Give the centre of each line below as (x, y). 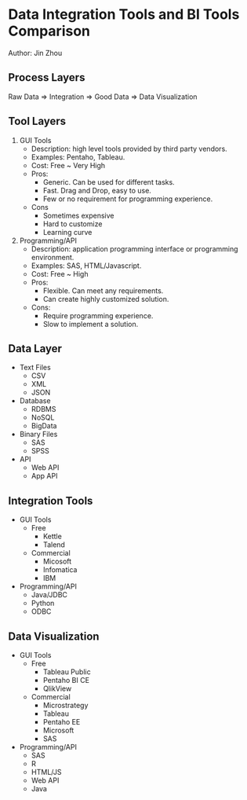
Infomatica (60, 570)
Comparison (49, 31)
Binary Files (38, 435)
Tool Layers (37, 121)
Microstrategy (65, 705)
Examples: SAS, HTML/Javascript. (86, 266)
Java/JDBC (49, 595)
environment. (53, 257)
